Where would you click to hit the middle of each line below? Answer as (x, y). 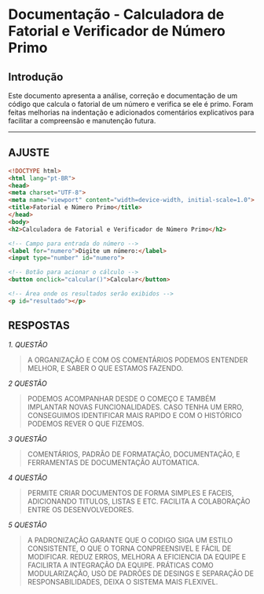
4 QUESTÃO (28, 478)
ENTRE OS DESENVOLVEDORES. (81, 509)
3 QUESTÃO (27, 438)
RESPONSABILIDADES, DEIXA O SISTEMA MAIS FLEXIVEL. (123, 581)
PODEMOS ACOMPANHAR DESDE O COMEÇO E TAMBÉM (121, 398)
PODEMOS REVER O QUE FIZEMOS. (86, 423)
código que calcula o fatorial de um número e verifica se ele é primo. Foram (131, 104)
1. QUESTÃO (28, 344)
